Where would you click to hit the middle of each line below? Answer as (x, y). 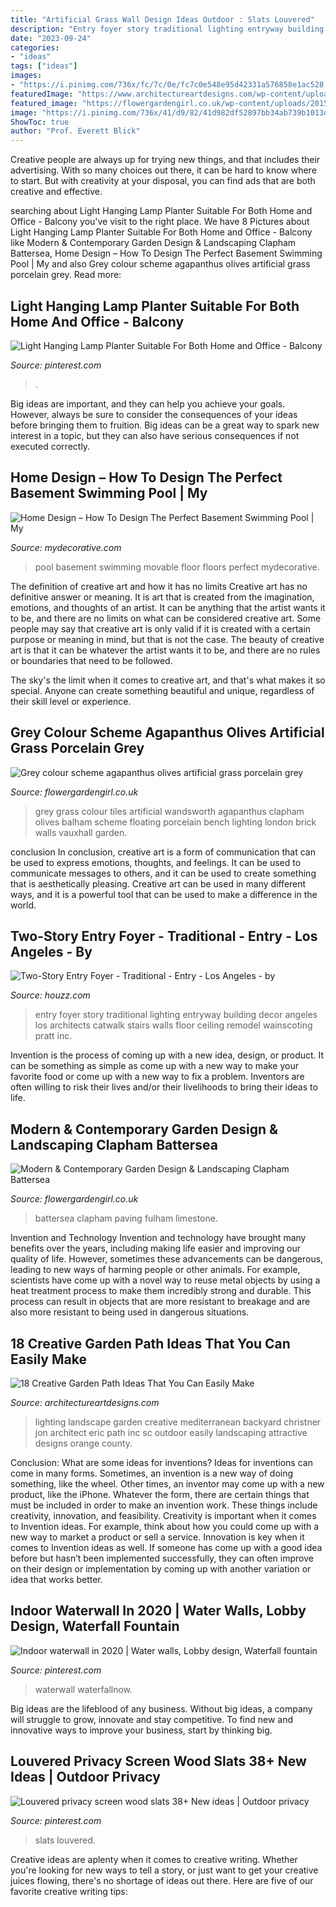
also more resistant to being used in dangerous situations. (130, 1312)
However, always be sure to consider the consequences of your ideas (154, 414)
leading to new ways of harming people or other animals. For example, (155, 1270)
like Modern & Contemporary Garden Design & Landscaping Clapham (153, 243)
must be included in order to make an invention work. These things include (164, 1505)
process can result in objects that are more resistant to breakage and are (160, 1302)
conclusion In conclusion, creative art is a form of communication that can (163, 852)
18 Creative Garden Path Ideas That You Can (150, 1343)
